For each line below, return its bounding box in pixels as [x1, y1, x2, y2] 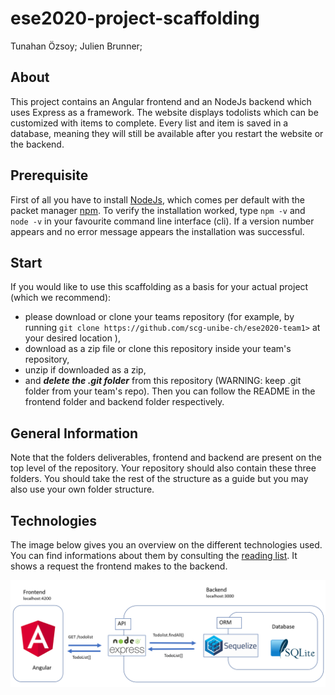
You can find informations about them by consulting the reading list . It [10, 550, 298, 561]
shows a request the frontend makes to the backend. [10, 560, 228, 572]
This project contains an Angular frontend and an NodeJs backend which [10, 95, 312, 107]
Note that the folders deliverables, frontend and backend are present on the [10, 452, 322, 464]
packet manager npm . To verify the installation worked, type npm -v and [10, 204, 306, 216]
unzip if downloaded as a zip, [24, 364, 147, 376]
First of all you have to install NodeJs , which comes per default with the [10, 193, 305, 206]
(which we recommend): [10, 292, 112, 304]
